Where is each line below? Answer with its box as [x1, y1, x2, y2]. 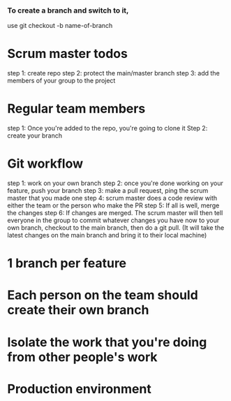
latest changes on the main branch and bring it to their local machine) [7, 231, 207, 240]
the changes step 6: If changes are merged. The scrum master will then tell [7, 209, 223, 217]
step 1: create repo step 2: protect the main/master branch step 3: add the [7, 69, 220, 78]
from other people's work [7, 349, 158, 365]
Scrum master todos [7, 46, 128, 61]
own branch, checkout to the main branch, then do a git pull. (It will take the [7, 224, 225, 232]
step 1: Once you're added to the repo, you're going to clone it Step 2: [7, 124, 208, 133]
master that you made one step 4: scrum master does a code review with [7, 194, 218, 203]
